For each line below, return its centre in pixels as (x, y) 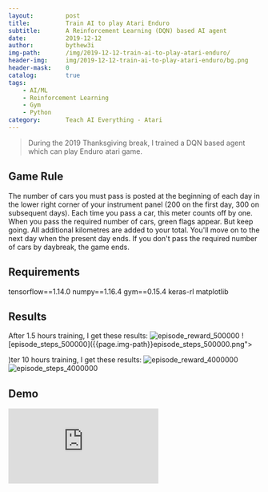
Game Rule (36, 177)
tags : (17, 83)
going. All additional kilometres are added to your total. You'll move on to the (134, 230)
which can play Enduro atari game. (85, 151)
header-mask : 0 (39, 68)
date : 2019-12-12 (55, 38)
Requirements (44, 272)
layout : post (44, 16)
